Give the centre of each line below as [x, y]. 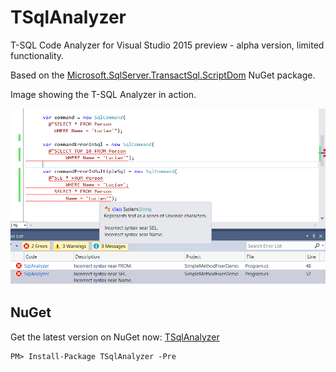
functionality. [37, 55]
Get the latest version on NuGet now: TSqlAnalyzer [115, 337]
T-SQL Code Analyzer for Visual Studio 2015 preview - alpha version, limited [167, 45]
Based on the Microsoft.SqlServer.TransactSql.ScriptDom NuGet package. [163, 75]
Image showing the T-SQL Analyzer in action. [103, 94]
